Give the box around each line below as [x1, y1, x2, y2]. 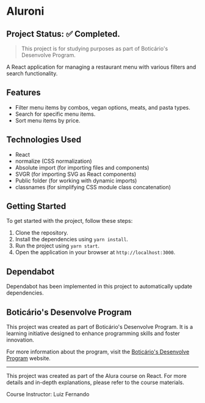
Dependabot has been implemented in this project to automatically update [6, 283, 192, 290]
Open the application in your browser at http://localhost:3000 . [15, 249, 176, 256]
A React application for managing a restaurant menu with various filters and [6, 63, 196, 70]
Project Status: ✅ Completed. [6, 29, 120, 39]
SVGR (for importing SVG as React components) [15, 170, 137, 178]
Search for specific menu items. [15, 110, 96, 118]
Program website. [6, 355, 51, 362]
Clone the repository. [15, 229, 68, 236]
